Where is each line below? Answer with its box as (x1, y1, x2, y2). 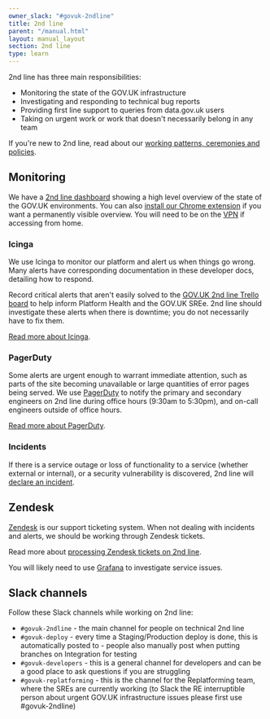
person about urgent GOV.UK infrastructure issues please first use (20, 693, 242, 703)
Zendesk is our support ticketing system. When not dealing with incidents (8, 522, 255, 532)
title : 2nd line (8, 20, 63, 28)
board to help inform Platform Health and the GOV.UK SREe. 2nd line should (8, 299, 263, 309)
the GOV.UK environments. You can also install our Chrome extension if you (8, 200, 262, 210)
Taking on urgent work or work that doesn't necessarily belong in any (20, 114, 254, 123)
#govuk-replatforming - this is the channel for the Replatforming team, (20, 675, 256, 685)
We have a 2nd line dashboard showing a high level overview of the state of (8, 192, 263, 202)
